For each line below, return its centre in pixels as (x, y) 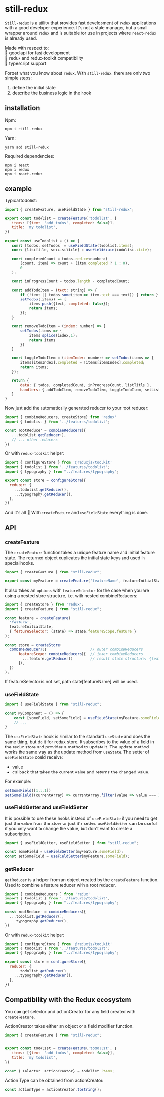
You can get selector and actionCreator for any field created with (70, 1012)
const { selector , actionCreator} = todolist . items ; (60, 1071)
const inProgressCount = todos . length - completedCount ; (71, 281)
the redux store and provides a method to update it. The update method (77, 747)
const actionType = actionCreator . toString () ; (53, 1089)
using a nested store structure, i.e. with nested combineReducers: (71, 595)
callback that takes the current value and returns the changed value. (81, 772)
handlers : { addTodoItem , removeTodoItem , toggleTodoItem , (82, 390)
